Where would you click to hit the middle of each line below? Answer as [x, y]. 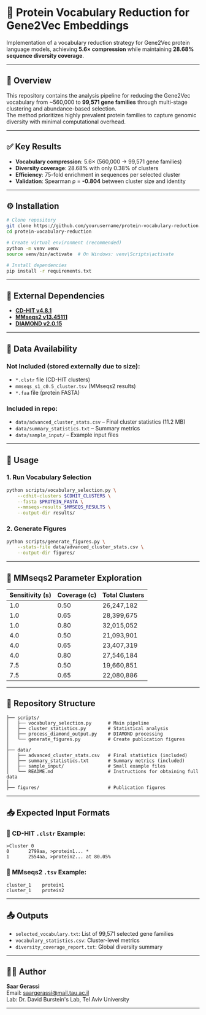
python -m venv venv [33, 248]
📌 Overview [29, 81]
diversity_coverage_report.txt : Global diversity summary [89, 947]
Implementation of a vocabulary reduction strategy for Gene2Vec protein [98, 42]
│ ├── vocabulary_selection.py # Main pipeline [78, 723]
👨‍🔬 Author [26, 972]
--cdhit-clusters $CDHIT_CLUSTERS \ [64, 496]
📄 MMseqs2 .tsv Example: [47, 873]
